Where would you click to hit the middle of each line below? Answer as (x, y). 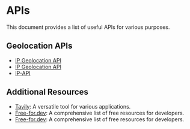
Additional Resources (47, 92)
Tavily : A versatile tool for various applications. (73, 106)
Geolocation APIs (39, 46)
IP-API (23, 73)
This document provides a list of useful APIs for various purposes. (88, 27)
